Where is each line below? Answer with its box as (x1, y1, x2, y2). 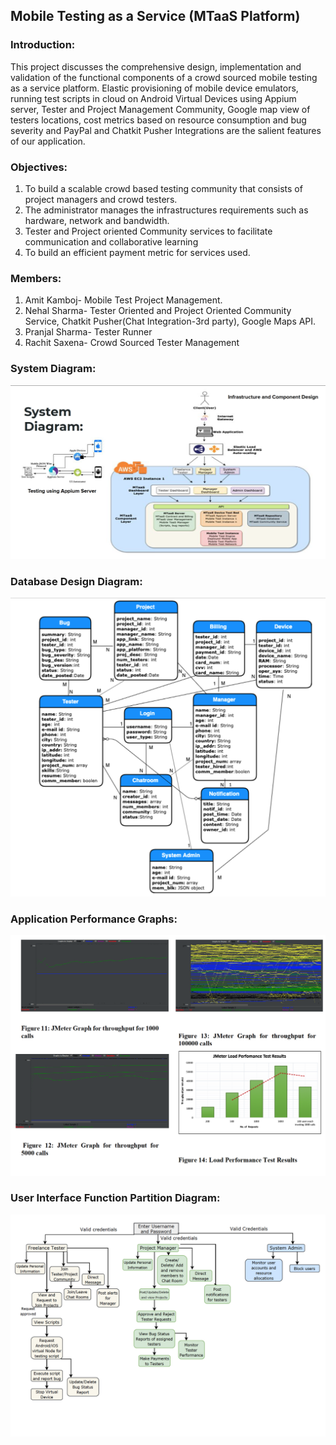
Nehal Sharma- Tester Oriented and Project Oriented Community (24, 305, 292, 317)
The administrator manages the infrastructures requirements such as (24, 204, 309, 216)
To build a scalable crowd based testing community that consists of (24, 182, 303, 194)
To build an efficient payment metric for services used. (24, 246, 251, 258)
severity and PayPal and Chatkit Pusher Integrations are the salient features (10, 124, 322, 136)
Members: (10, 271, 62, 285)
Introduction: (10, 38, 76, 52)
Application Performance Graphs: (10, 912, 178, 926)
